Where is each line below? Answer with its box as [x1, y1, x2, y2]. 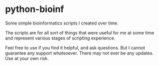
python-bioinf [5, 3, 64, 15]
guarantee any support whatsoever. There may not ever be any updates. [5, 50, 154, 56]
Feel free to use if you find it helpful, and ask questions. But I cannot [5, 44, 146, 50]
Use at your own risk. [5, 55, 49, 61]
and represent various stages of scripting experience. [5, 35, 116, 41]
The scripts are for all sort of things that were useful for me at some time [5, 29, 155, 35]
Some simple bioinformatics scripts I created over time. [5, 20, 119, 26]
